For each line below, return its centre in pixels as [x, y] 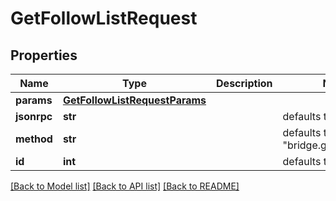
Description [244, 83]
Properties [44, 55]
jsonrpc [34, 116]
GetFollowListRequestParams [134, 100]
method [34, 139]
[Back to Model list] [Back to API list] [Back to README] [125, 186]
